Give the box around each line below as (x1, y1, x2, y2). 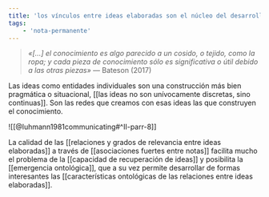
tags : (8, 19, 26, 27)
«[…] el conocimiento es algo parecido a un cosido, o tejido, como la (27, 49, 255, 58)
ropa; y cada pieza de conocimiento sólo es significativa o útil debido (27, 57, 259, 66)
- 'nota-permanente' (22, 26, 91, 34)
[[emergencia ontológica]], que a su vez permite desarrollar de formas (8, 163, 240, 173)
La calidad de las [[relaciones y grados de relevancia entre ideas (8, 138, 222, 147)
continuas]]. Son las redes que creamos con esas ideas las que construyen (8, 98, 256, 108)
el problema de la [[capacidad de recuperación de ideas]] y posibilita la (8, 155, 243, 164)
